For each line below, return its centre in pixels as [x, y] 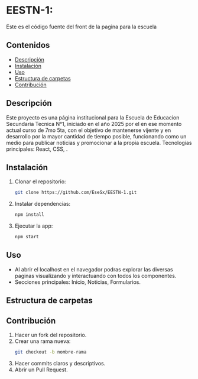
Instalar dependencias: [43, 204]
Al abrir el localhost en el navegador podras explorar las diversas [94, 269]
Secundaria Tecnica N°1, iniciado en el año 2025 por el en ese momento [94, 124]
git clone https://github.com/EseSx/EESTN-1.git [76, 193]
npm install [29, 215]
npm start [27, 237]
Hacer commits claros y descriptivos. [60, 363]
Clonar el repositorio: [40, 182]
